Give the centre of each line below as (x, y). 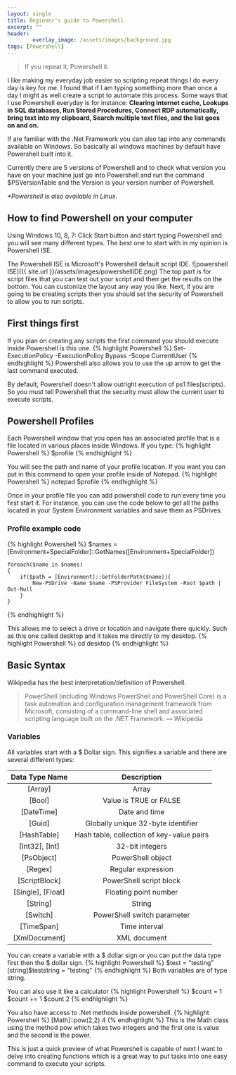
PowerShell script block (142, 880)
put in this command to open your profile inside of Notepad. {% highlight (112, 474)
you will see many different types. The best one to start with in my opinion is (118, 242)
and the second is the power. (49, 1035)
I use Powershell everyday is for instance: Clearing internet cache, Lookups (118, 103)
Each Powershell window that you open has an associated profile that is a (113, 438)
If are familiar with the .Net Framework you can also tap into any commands (117, 139)
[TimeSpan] (39, 926)
